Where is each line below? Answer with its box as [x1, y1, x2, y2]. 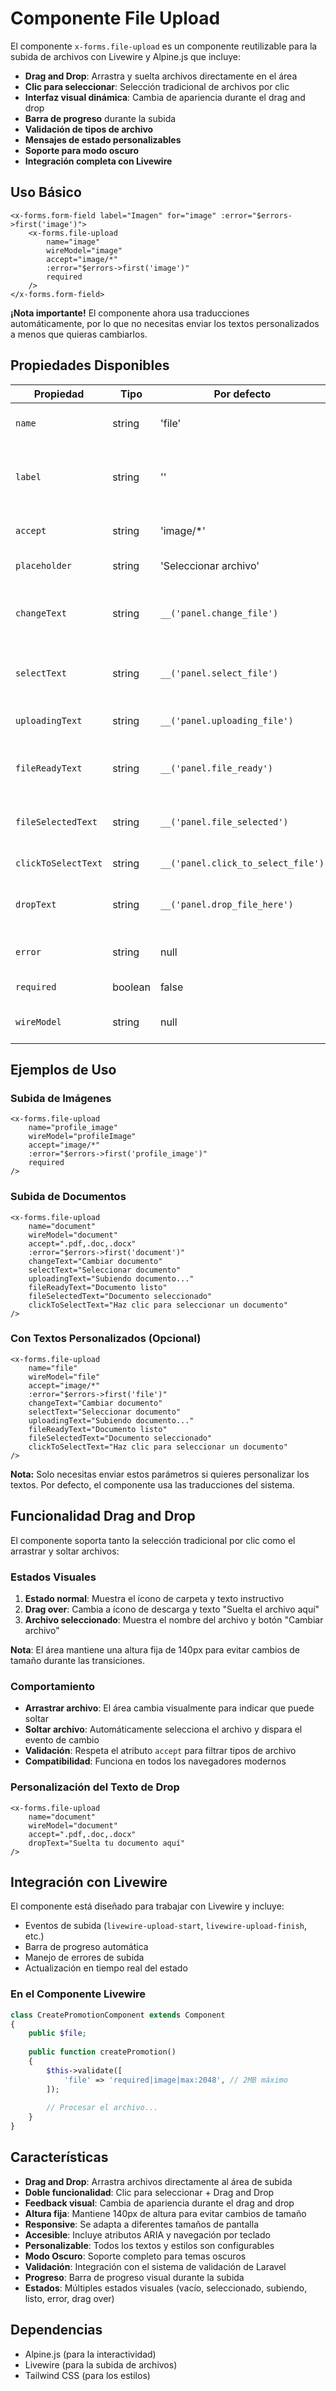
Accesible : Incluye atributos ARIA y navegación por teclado [24, 2228, 271, 2241]
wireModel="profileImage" [28, 1132, 137, 1142]
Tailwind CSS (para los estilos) [24, 2369, 151, 2381]
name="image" [46, 237, 101, 247]
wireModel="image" [46, 245, 123, 256]
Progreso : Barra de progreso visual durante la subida [24, 2271, 245, 2283]
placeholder [15, 560, 73, 571]
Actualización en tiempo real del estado [24, 1962, 188, 1974]
